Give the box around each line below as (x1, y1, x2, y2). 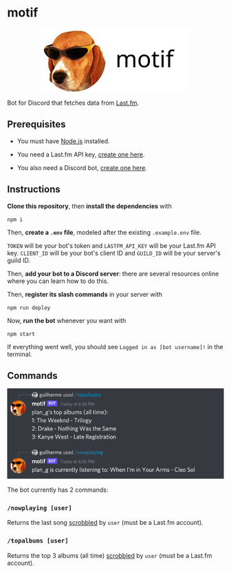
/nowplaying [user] (7, 504, 72, 512)
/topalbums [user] (7, 537, 69, 545)
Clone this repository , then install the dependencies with (7, 202, 172, 210)
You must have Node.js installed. (16, 136, 110, 145)
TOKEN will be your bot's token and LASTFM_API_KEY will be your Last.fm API (7, 241, 217, 249)
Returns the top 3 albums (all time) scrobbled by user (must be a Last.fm (7, 551, 212, 559)
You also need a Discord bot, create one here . (16, 163, 148, 171)
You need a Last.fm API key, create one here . (16, 150, 145, 158)
